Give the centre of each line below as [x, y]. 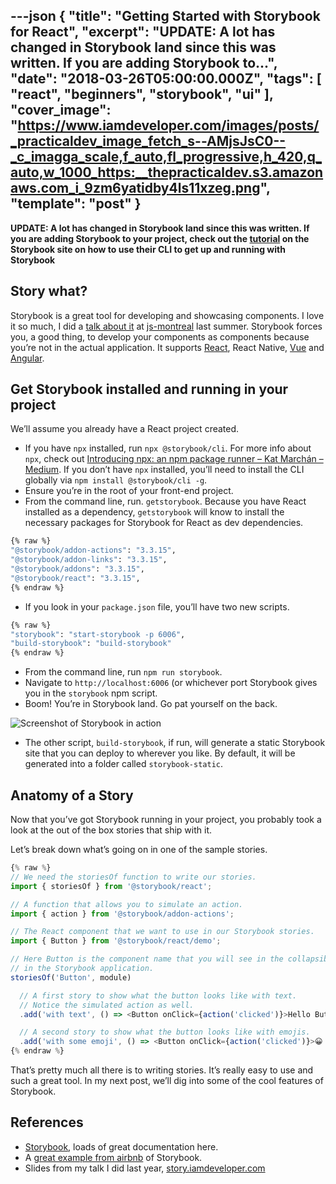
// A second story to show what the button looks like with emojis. [165, 1032]
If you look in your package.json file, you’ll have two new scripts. [157, 606]
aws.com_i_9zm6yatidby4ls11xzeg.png [135, 188]
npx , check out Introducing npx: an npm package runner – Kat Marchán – [174, 459]
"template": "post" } [76, 204]
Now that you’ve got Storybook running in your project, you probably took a [166, 819]
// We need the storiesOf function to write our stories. [133, 877]
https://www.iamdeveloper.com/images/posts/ [168, 125]
